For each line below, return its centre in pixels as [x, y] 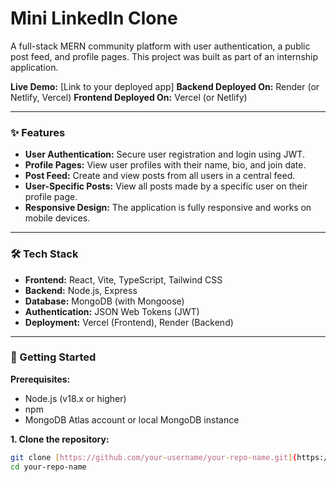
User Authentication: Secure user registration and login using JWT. [164, 154]
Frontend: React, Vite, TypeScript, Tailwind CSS [123, 279]
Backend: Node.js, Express [81, 290]
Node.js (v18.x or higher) [75, 398]
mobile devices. [57, 218]
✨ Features [38, 132]
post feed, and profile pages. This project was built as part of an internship [164, 56]
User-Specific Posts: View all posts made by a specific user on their [166, 186]
